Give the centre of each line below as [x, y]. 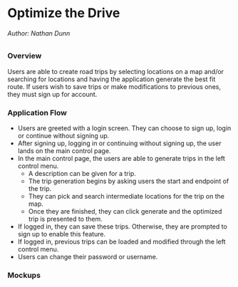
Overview [25, 56]
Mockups [24, 275]
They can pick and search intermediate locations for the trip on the [126, 197]
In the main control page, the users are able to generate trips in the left [121, 159]
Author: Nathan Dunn [39, 33]
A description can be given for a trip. [82, 174]
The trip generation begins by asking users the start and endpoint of [129, 181]
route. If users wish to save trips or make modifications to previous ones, [114, 86]
